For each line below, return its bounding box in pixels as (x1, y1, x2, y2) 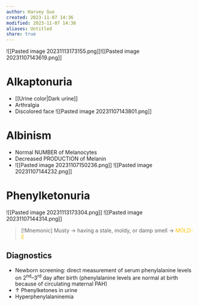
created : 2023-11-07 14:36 (6, 14, 74, 20)
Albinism (6, 129, 52, 142)
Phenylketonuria (6, 189, 91, 203)
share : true (6, 31, 36, 37)
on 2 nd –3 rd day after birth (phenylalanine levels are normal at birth (14, 273, 179, 281)
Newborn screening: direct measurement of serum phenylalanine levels (14, 266, 192, 274)
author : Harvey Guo (6, 8, 55, 15)
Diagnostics (6, 251, 52, 261)
